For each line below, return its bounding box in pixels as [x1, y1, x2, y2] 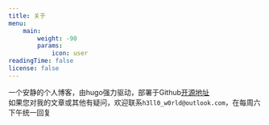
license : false [8, 65, 60, 73]
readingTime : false [8, 57, 74, 65]
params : [37, 42, 63, 50]
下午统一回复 [8, 107, 51, 117]
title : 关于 [8, 11, 46, 20]
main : [23, 27, 42, 35]
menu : [8, 19, 27, 27]
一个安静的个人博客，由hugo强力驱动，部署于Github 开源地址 [8, 87, 210, 97]
